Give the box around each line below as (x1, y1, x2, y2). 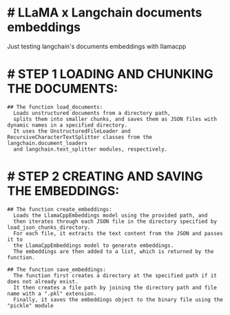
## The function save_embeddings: (7, 266, 107, 273)
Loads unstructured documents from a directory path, (13, 109, 171, 116)
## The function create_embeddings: (7, 206, 112, 213)
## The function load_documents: (7, 103, 103, 111)
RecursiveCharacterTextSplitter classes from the (7, 133, 153, 140)
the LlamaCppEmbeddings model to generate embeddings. (13, 242, 174, 249)
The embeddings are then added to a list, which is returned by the (13, 248, 214, 255)
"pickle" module (7, 302, 54, 309)
